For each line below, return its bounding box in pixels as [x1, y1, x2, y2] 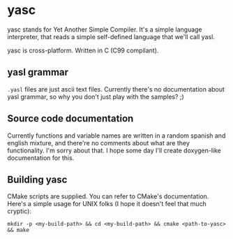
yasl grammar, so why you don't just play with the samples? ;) [7, 92, 185, 101]
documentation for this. [7, 153, 75, 162]
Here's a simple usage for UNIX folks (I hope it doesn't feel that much [7, 200, 207, 208]
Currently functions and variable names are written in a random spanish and [7, 131, 226, 140]
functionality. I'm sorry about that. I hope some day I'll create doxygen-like [7, 146, 222, 154]
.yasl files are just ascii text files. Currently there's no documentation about [7, 85, 225, 93]
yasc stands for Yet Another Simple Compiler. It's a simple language [7, 25, 202, 34]
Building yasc [7, 173, 68, 185]
